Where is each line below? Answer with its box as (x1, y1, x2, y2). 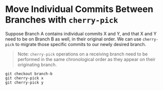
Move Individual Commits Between (5, 3, 153, 15)
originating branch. (17, 61, 57, 67)
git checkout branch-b (5, 71, 53, 76)
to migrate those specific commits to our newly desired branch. (15, 41, 146, 47)
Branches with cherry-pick (5, 14, 118, 25)
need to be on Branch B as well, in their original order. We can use (5, 36, 141, 42)
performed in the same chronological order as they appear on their (17, 56, 156, 62)
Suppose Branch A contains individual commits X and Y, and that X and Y (5, 30, 157, 36)
